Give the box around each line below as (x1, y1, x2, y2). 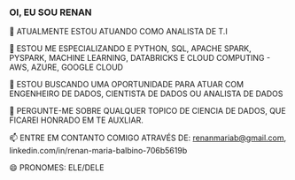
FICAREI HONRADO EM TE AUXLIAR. (9, 115, 144, 125)
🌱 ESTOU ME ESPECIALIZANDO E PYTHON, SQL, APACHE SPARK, (9, 43, 252, 54)
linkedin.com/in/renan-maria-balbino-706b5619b (9, 146, 188, 156)
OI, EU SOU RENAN (9, 6, 92, 19)
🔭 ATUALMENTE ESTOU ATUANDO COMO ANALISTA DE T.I (9, 26, 228, 37)
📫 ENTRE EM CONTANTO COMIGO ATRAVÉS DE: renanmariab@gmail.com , (9, 132, 287, 143)
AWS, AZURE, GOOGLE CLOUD (9, 62, 124, 72)
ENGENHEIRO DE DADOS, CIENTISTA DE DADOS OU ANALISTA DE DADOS (9, 88, 283, 99)
